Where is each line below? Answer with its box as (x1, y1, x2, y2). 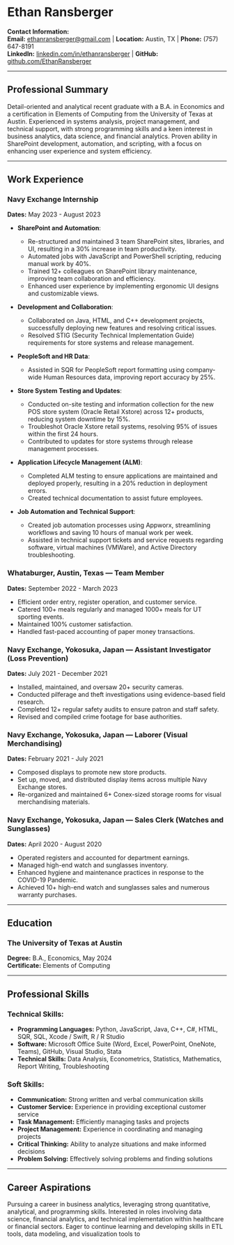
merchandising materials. (17, 797, 91, 806)
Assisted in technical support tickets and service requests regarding (27, 536, 224, 545)
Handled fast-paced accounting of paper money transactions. (17, 627, 195, 635)
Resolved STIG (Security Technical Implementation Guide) (27, 331, 195, 339)
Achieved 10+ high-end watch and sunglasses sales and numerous (17, 883, 210, 891)
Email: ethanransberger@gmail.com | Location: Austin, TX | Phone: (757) (7, 34, 219, 43)
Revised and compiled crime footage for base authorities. (17, 713, 182, 721)
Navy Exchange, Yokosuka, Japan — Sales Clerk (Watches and (7, 815, 224, 825)
